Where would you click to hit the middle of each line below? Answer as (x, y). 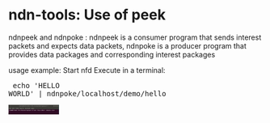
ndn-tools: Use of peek (87, 15)
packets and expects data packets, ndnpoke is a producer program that (127, 45)
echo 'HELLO (36, 85)
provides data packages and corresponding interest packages (112, 54)
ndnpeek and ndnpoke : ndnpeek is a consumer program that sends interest (135, 37)
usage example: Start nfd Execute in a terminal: (87, 70)
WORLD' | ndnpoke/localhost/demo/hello (87, 93)
